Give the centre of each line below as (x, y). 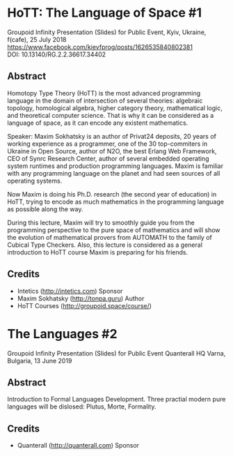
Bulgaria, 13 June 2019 (40, 360)
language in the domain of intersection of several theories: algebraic (105, 100)
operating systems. (35, 181)
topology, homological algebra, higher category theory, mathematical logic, (115, 108)
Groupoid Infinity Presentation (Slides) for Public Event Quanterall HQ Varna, (116, 353)
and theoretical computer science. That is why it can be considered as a (111, 115)
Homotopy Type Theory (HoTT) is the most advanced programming (104, 93)
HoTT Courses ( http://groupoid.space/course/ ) (84, 305)
